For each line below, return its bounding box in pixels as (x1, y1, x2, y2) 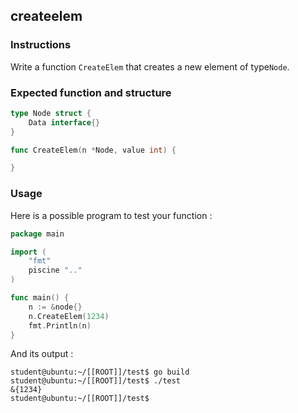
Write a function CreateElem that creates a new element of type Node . (10, 60, 290, 73)
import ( (10, 247, 47, 257)
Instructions (10, 38, 72, 52)
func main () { (10, 293, 70, 303)
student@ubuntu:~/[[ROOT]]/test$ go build (10, 367, 190, 378)
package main (10, 229, 65, 239)
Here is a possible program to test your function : (10, 209, 213, 221)
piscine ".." (28, 265, 83, 276)
